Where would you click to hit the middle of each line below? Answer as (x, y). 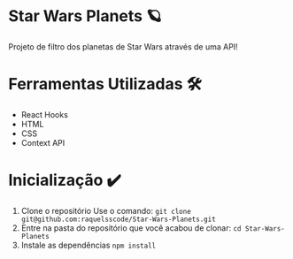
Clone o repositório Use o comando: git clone (106, 210)
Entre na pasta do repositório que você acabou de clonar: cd (131, 228)
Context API (43, 142)
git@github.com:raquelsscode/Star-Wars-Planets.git (118, 219)
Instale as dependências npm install (89, 245)
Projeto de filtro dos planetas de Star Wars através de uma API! (123, 46)
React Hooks (44, 114)
